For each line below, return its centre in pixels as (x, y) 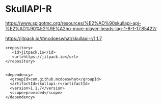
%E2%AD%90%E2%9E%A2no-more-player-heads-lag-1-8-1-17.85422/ (81, 28)
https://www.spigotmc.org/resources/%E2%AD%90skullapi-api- (73, 23)
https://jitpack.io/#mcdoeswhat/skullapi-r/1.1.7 (54, 38)
